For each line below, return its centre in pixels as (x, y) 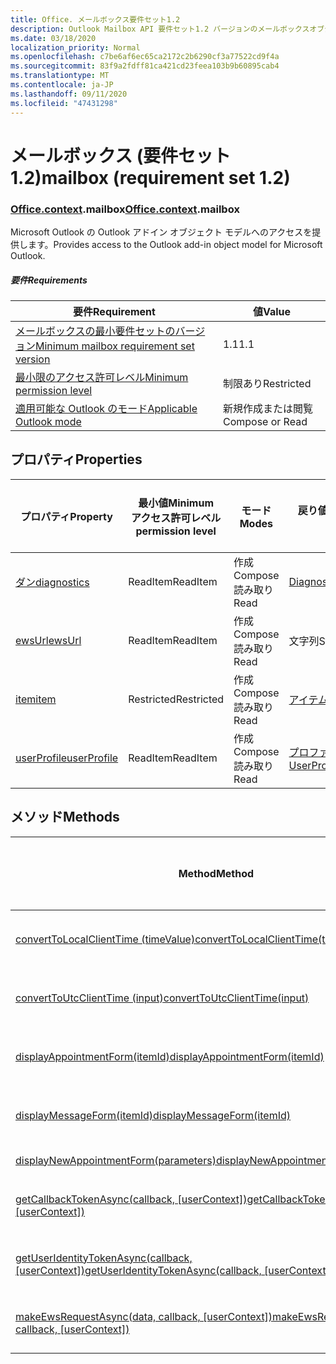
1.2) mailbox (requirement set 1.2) (150, 177)
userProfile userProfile (67, 758)
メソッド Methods (65, 817)
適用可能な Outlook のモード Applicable (106, 408)
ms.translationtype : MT (60, 76)
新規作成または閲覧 (267, 408)
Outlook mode (48, 421)
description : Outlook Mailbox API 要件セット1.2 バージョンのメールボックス (160, 29)
